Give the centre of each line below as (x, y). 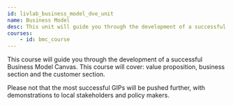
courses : (20, 33)
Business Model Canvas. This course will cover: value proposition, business (116, 67)
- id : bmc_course (45, 40)
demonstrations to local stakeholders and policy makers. (88, 96)
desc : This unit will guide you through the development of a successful (117, 26)
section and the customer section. (57, 75)
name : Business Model (39, 20)
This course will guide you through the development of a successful (105, 59)
